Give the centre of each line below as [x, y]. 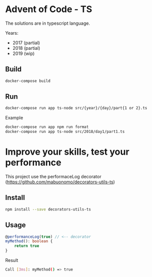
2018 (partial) [26, 48]
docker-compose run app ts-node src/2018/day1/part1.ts [65, 132]
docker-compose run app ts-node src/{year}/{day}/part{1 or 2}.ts [76, 108]
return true [27, 246]
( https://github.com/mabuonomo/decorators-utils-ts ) [60, 182]
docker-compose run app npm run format [47, 127]
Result [12, 260]
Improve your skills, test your [67, 152]
